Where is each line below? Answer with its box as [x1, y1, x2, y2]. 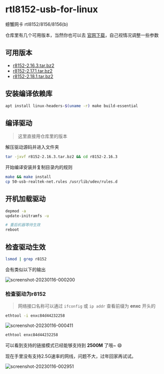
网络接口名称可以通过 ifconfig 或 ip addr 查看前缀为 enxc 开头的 [17, 303, 156, 309]
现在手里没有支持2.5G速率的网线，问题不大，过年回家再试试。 [5, 353, 136, 359]
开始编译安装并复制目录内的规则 [5, 164, 73, 170]
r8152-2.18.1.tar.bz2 [12, 73, 54, 79]
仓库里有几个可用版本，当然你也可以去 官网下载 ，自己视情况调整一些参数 [5, 32, 159, 38]
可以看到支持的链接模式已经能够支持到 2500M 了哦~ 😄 [5, 342, 123, 348]
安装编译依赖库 [5, 90, 53, 98]
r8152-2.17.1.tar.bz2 [12, 68, 53, 74]
